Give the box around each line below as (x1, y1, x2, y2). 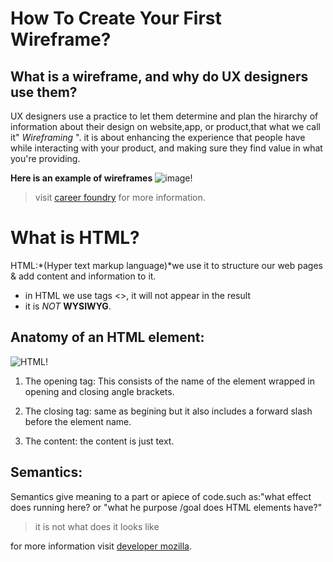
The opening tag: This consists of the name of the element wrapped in (24, 375, 315, 387)
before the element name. (24, 415, 132, 427)
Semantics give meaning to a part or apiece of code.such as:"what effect (10, 490, 312, 502)
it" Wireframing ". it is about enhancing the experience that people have (10, 132, 306, 143)
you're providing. (10, 153, 81, 164)
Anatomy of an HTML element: (10, 329, 205, 346)
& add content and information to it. (10, 270, 157, 282)
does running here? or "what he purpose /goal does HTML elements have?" (10, 501, 323, 513)
